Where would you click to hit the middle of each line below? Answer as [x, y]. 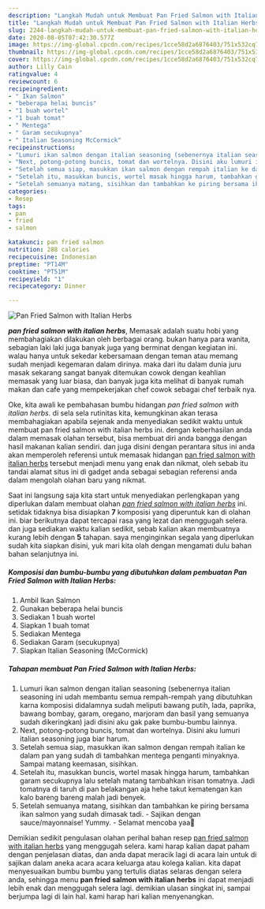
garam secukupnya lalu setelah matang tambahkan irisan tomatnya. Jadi [137, 780]
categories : [28, 191]
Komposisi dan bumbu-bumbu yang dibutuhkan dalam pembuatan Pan [127, 572]
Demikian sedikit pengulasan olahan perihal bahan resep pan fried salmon [128, 838]
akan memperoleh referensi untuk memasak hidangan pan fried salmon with [132, 455]
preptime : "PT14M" [38, 264]
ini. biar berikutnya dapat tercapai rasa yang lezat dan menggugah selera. [128, 520]
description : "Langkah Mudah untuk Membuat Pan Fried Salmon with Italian [134, 15]
